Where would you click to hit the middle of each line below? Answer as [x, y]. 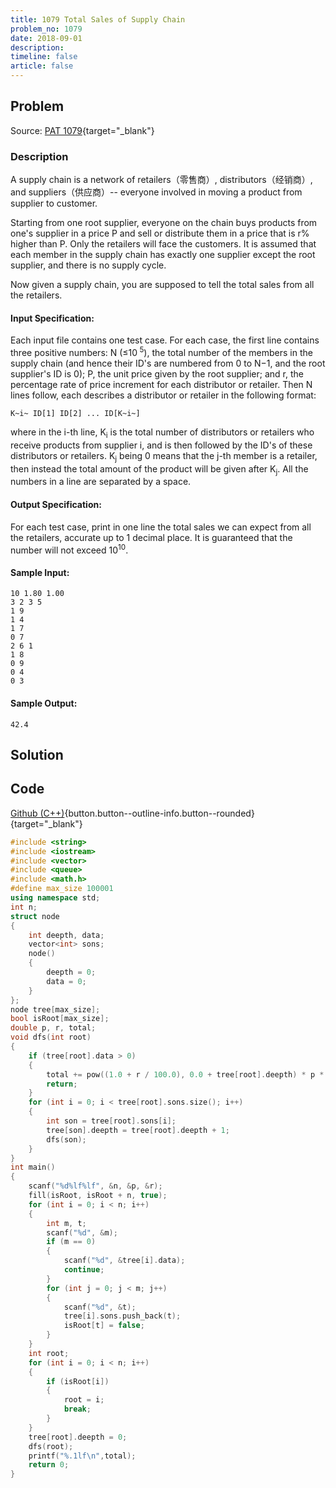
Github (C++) [37, 813]
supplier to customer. [54, 203]
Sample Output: [44, 703]
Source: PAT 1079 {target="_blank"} [82, 130]
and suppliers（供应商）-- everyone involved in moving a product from [156, 192]
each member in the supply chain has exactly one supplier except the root [163, 255]
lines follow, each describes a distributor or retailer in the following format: [163, 395]
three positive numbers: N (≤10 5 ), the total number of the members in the [161, 351]
